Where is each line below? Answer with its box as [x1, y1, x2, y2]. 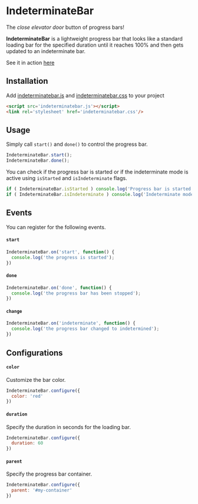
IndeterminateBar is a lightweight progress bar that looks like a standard [6, 35, 183, 42]
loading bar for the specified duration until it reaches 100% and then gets [6, 41, 184, 48]
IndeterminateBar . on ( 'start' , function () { [6, 249, 115, 255]
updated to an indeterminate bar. [6, 47, 86, 54]
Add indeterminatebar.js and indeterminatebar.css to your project [6, 91, 165, 99]
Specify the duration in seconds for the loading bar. [6, 423, 131, 430]
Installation [6, 76, 48, 86]
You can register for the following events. [6, 223, 106, 231]
